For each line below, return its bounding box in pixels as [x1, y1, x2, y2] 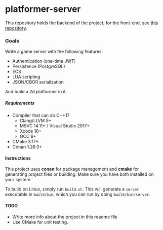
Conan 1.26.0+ [12, 144, 42, 150]
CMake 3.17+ [12, 139, 39, 145]
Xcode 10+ [19, 128, 42, 134]
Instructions [5, 155, 31, 161]
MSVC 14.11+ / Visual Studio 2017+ [19, 123, 90, 129]
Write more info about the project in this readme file [12, 214, 118, 220]
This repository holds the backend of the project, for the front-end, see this [5, 20, 158, 26]
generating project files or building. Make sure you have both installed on [5, 171, 154, 177]
